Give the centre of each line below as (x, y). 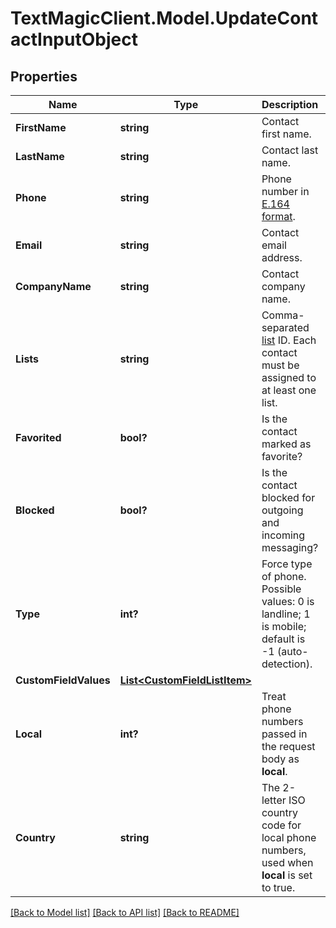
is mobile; (284, 626)
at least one (289, 390)
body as (280, 759)
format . (278, 216)
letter (274, 800)
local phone (289, 837)
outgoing (282, 510)
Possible (281, 589)
